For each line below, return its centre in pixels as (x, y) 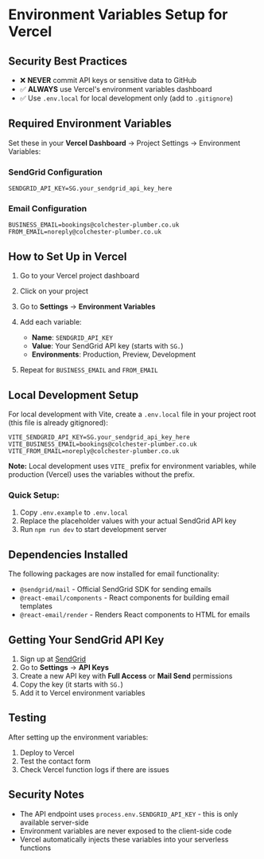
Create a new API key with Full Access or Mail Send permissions (126, 676)
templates (36, 606)
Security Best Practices (68, 61)
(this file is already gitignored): (58, 423)
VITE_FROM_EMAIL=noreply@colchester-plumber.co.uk (94, 451)
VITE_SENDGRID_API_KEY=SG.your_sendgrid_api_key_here (99, 437)
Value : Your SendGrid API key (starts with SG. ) (108, 346)
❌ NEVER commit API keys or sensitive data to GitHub (108, 80)
